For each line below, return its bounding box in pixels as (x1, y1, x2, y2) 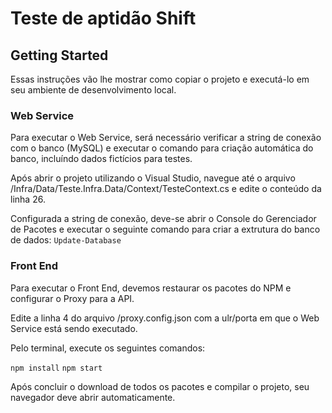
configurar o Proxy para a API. (10, 292, 135, 304)
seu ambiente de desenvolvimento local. (10, 84, 177, 96)
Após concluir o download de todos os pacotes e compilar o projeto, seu (10, 380, 310, 392)
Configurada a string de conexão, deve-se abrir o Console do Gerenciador (10, 213, 317, 225)
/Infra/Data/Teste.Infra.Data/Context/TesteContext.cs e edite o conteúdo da (10, 183, 322, 195)
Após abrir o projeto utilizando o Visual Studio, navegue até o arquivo (10, 172, 296, 184)
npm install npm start (10, 363, 103, 373)
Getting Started (10, 47, 109, 64)
